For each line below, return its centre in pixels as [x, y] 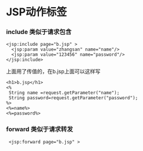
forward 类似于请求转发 [40, 129]
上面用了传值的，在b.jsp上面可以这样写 [53, 72]
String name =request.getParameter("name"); [64, 93]
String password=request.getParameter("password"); [73, 98]
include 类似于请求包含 [39, 32]
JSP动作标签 [36, 12]
